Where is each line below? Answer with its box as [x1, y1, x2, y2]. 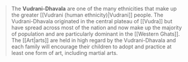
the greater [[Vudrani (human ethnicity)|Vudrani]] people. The [11, 11, 164, 18]
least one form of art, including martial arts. [11, 49, 118, 56]
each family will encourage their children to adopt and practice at [11, 43, 172, 50]
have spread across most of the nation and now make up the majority [11, 24, 183, 31]
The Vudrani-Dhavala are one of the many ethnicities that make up [11, 5, 177, 12]
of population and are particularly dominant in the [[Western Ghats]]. [11, 30, 180, 38]
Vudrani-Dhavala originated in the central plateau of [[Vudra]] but [11, 18, 172, 24]
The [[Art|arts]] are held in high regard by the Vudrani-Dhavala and [11, 37, 177, 44]
